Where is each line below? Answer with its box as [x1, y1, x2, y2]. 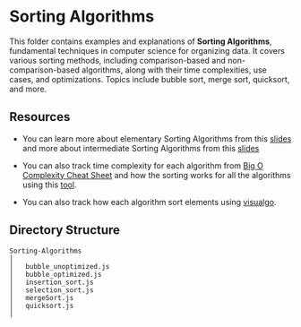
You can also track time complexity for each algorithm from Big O [21, 159, 264, 171]
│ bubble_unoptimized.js [9, 262, 110, 271]
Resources [9, 109, 71, 125]
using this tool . [21, 179, 77, 190]
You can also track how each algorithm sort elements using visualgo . [21, 196, 277, 207]
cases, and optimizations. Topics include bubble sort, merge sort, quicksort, [9, 73, 290, 84]
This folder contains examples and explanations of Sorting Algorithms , [9, 36, 272, 47]
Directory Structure [9, 222, 121, 238]
